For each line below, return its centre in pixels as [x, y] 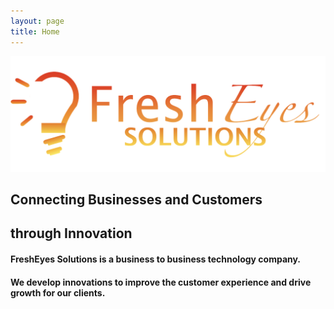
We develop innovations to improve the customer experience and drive [161, 282]
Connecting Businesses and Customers [136, 199]
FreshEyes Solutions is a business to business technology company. [156, 259]
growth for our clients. [58, 292]
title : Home [35, 31]
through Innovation [71, 233]
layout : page [37, 21]
